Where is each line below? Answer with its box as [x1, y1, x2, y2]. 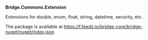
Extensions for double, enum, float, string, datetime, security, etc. [5, 14, 143, 19]
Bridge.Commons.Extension [5, 4, 67, 10]
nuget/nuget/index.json [5, 29, 55, 34]
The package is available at [5, 23, 63, 29]
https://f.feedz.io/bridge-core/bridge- [63, 23, 143, 29]
